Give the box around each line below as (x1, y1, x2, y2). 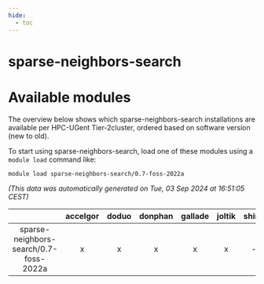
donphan (138, 210, 174, 221)
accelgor (65, 210, 100, 221)
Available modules (8, 88, 131, 106)
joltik (216, 210, 236, 221)
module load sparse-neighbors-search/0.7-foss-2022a (8, 169, 185, 177)
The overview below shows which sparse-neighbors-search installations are (8, 115, 255, 124)
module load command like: (8, 155, 97, 164)
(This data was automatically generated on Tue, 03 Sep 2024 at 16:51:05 (8, 184, 245, 193)
